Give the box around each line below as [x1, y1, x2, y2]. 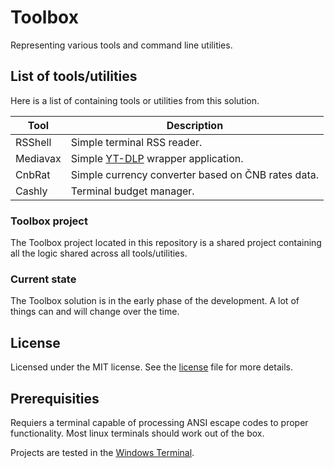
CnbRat [15, 167, 51, 181]
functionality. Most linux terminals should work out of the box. [10, 427, 265, 439]
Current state [10, 272, 77, 286]
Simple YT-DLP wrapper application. [70, 151, 244, 165]
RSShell [15, 135, 52, 149]
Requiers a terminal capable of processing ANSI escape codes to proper [10, 416, 309, 428]
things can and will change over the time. [10, 306, 180, 318]
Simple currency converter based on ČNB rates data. [70, 167, 319, 181]
